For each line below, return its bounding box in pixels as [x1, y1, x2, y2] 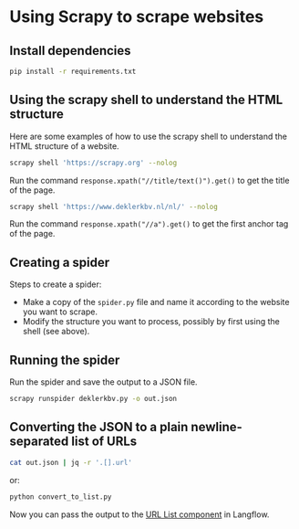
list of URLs [71, 434, 138, 450]
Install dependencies [9, 43, 131, 58]
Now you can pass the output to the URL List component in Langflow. [9, 509, 270, 520]
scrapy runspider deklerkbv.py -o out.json [9, 395, 178, 404]
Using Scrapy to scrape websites [9, 6, 264, 27]
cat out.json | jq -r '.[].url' [9, 458, 132, 467]
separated [9, 434, 69, 450]
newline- [191, 419, 243, 435]
